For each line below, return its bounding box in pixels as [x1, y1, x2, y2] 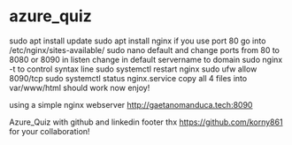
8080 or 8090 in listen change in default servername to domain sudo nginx [9, 54, 283, 65]
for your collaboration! [9, 126, 90, 136]
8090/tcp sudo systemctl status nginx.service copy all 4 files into [9, 72, 248, 83]
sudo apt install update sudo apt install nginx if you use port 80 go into [9, 35, 266, 46]
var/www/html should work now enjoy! [9, 82, 150, 93]
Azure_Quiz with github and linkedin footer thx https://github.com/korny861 [9, 117, 283, 127]
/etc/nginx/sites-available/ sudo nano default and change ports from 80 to [9, 44, 280, 55]
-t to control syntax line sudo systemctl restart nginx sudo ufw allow [9, 64, 257, 74]
